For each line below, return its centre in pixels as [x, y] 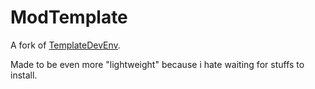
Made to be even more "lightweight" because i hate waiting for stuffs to [157, 64]
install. [24, 75]
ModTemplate [69, 17]
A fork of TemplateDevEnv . [65, 45]
